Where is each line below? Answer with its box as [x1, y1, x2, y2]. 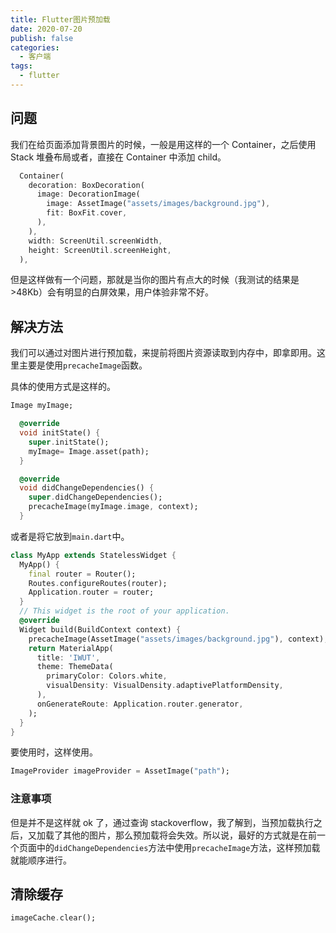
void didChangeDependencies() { [19, 483, 155, 493]
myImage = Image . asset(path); [28, 446, 150, 456]
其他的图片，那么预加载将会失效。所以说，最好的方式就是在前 [62, 829, 317, 841]
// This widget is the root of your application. [19, 606, 230, 616]
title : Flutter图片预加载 [10, 14, 111, 25]
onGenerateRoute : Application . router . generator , [36, 699, 244, 709]
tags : [10, 61, 33, 71]
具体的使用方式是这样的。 [10, 381, 116, 393]
